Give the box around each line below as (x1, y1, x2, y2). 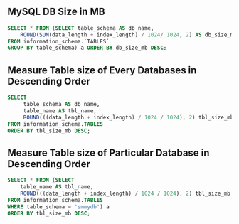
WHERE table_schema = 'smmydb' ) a (7, 203, 110, 210)
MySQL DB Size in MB (7, 6, 105, 18)
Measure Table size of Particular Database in (7, 146, 210, 159)
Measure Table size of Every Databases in (7, 64, 197, 76)
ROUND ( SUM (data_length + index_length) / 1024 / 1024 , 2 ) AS (20, 31, 202, 38)
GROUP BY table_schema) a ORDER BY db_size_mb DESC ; (7, 44, 167, 52)
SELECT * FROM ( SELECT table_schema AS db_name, (7, 24, 154, 31)
